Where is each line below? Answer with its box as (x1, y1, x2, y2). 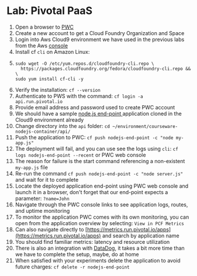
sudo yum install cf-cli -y (15, 76, 84, 82)
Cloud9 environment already (15, 116, 84, 123)
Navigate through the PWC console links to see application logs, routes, (15, 201, 188, 208)
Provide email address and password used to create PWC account (15, 103, 175, 111)
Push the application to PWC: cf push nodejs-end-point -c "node (15, 133, 174, 141)
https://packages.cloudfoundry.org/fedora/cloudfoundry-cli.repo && (20, 65, 191, 71)
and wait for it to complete (15, 176, 79, 183)
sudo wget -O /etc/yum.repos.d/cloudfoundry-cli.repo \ (15, 60, 154, 67)
